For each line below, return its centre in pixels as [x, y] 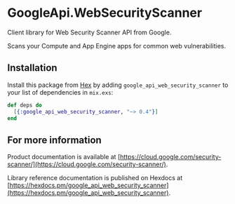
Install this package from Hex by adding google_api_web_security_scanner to [118, 85]
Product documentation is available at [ [64, 157]
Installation [32, 68]
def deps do [25, 105]
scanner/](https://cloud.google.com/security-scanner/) [87, 164]
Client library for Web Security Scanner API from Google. [89, 32]
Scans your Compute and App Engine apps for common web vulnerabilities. [117, 46]
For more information [54, 140]
